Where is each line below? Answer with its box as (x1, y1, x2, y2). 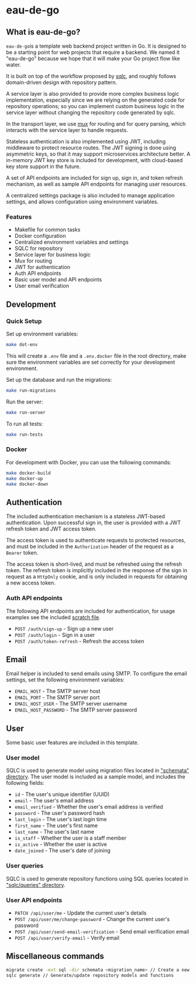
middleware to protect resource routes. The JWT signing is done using (6, 145, 177, 151)
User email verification (14, 283, 69, 290)
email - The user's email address (14, 797, 94, 804)
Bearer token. (6, 549, 39, 556)
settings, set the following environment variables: (6, 676, 125, 683)
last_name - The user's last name (14, 828, 95, 835)
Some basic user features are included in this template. (6, 739, 139, 746)
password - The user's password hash (14, 810, 105, 817)
